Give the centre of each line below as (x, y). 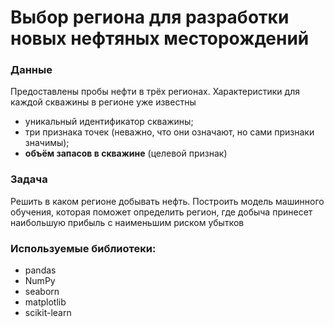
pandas (40, 270)
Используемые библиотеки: (83, 248)
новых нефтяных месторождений (160, 38)
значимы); (47, 143)
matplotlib (45, 302)
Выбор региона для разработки (150, 17)
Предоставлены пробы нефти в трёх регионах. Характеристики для (155, 92)
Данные (31, 70)
